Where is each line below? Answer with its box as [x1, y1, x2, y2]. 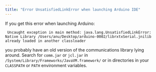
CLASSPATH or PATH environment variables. [5, 62, 87, 68]
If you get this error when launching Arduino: [5, 20, 95, 26]
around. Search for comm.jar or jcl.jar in [5, 52, 88, 58]
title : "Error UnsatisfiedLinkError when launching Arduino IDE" [5, 7, 140, 12]
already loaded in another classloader [5, 38, 86, 43]
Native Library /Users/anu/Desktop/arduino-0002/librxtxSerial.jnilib [5, 34, 152, 39]
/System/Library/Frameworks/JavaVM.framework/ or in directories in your [5, 57, 149, 63]
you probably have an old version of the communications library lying [5, 47, 144, 53]
